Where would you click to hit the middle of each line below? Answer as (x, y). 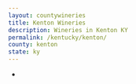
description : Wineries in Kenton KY (68, 30)
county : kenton (33, 45)
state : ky (24, 52)
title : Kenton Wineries (47, 23)
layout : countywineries (47, 15)
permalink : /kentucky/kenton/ (58, 37)
